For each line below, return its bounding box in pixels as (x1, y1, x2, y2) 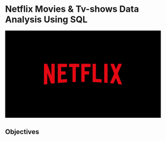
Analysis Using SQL (5, 14, 88, 25)
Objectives (5, 127, 40, 136)
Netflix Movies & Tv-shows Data (5, 3, 139, 15)
